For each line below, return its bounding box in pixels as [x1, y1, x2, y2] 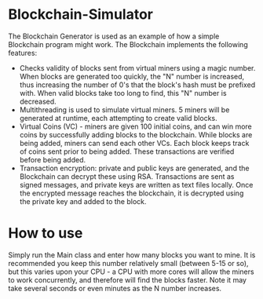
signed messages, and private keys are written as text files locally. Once [19, 180, 254, 189]
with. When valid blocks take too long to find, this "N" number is [19, 88, 227, 97]
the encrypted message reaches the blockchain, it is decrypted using [19, 188, 244, 198]
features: [8, 48, 38, 57]
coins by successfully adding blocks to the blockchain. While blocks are [19, 129, 253, 139]
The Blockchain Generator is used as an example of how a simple [8, 31, 220, 41]
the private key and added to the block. [19, 196, 147, 206]
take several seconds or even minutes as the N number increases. [8, 283, 222, 293]
